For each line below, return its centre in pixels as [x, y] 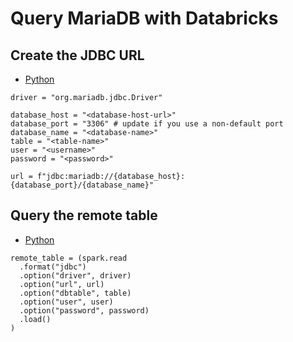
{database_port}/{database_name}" [82, 185]
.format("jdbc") [53, 267]
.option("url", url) [62, 284]
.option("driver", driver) [75, 275]
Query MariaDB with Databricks [144, 18]
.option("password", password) [84, 310]
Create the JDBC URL [77, 55]
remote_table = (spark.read [69, 258]
